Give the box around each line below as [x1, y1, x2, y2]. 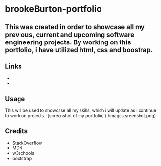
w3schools [12, 150, 35, 156]
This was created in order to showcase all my [5, 23, 145, 31]
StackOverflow [12, 140, 42, 146]
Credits [5, 127, 28, 135]
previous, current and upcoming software [5, 30, 135, 39]
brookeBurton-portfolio [5, 3, 102, 15]
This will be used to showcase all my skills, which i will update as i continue [5, 107, 156, 113]
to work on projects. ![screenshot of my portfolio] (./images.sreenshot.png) [5, 113, 156, 119]
